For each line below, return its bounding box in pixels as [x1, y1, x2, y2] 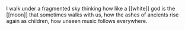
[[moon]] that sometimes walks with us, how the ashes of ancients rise [6, 11, 179, 18]
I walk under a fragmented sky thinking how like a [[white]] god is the [6, 5, 176, 12]
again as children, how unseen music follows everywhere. [6, 18, 148, 24]
